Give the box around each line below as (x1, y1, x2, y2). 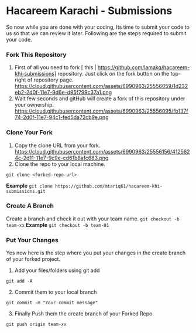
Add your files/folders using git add (14, 267, 100, 274)
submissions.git (6, 188, 46, 194)
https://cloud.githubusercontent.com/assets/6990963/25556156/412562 (14, 148, 190, 155)
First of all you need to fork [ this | (14, 64, 97, 71)
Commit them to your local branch (14, 288, 97, 295)
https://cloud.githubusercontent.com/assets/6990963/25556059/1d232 (14, 83, 188, 90)
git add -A (6, 278, 33, 284)
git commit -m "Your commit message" (6, 300, 98, 306)
